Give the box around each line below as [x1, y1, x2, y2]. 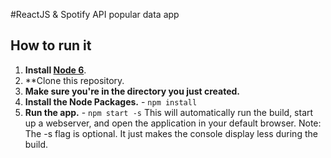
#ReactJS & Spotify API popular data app [10, 9, 180, 20]
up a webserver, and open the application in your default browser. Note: [24, 117, 322, 129]
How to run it [10, 37, 92, 54]
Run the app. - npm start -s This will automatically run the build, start [24, 106, 314, 118]
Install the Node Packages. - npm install [24, 95, 198, 108]
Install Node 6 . [24, 64, 87, 76]
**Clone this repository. [24, 74, 125, 86]
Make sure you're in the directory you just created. [24, 85, 241, 97]
